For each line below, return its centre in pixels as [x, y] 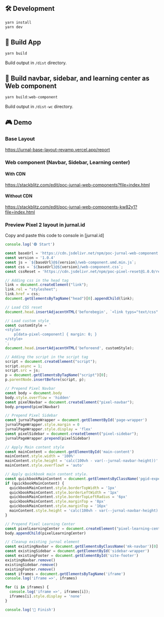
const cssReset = [23, 271]
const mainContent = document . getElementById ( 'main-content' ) [70, 452]
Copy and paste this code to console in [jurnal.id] [55, 236]
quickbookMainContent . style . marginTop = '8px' [58, 501]
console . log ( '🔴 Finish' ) [30, 610]
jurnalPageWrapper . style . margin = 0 [42, 425]
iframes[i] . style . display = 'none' [46, 596]
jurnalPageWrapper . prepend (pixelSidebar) [48, 438]
